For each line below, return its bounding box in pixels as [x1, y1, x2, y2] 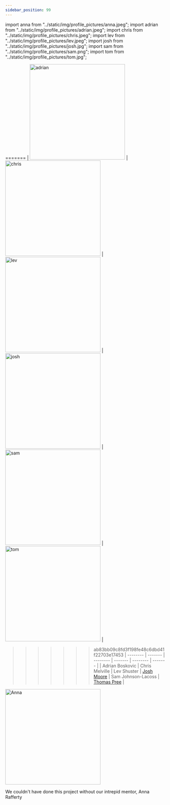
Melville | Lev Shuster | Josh [93, 668, 153, 674]
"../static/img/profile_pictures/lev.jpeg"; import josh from [5, 38, 123, 44]
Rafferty [5, 794, 22, 800]
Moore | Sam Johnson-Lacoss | [93, 673, 160, 679]
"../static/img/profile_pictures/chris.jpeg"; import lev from [5, 32, 125, 38]
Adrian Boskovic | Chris [102, 663, 152, 669]
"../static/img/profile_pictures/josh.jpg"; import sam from [5, 43, 123, 49]
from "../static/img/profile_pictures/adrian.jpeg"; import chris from [5, 26, 143, 33]
